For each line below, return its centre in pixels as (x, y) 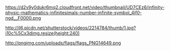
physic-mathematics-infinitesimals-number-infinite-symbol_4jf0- (74, 13)
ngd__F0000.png (23, 18)
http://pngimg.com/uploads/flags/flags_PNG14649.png (63, 43)
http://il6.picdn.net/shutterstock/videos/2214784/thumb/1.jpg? (71, 28)
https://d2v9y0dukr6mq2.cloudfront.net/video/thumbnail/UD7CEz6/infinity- (85, 7)
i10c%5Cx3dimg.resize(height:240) (43, 33)
